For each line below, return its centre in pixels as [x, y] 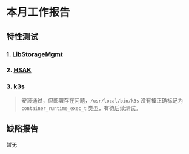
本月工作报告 [38, 12]
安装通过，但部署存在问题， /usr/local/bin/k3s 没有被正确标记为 [102, 100]
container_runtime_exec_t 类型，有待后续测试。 [81, 108]
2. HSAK [19, 70]
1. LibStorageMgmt [35, 54]
